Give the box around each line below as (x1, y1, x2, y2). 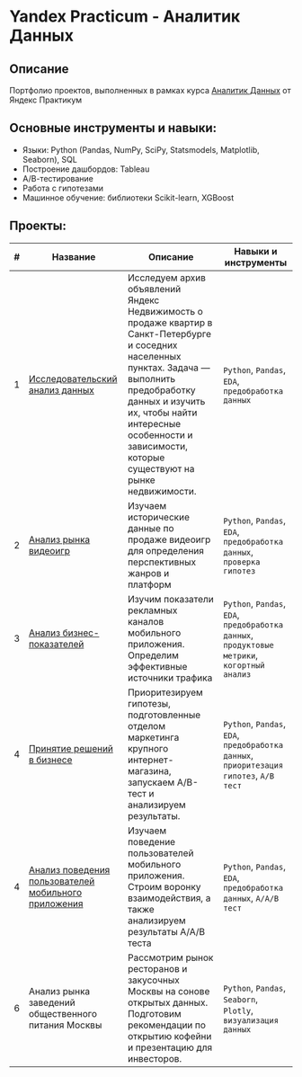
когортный (223, 660, 265, 671)
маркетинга (127, 731, 180, 743)
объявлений (127, 282, 182, 295)
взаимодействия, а (127, 892, 211, 904)
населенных (127, 350, 182, 362)
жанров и (127, 566, 170, 579)
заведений (28, 996, 75, 1009)
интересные (127, 417, 182, 430)
